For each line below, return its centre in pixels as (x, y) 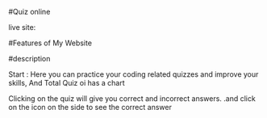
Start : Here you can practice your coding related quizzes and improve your (133, 74)
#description (29, 59)
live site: (22, 27)
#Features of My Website (50, 43)
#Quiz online (29, 12)
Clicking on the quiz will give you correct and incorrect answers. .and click (132, 99)
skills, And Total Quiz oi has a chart (67, 83)
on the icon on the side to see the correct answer (90, 107)
